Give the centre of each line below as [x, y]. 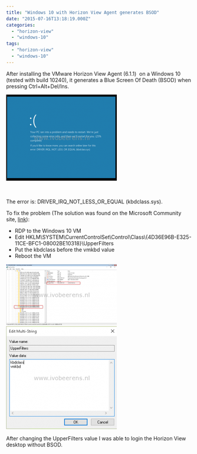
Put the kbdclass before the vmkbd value [65, 249]
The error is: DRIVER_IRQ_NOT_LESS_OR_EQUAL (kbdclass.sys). [85, 202]
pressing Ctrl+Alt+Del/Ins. [38, 86]
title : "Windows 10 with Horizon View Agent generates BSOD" [83, 12]
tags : [13, 44]
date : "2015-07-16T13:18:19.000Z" [49, 19]
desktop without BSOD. [35, 445]
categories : [21, 25]
